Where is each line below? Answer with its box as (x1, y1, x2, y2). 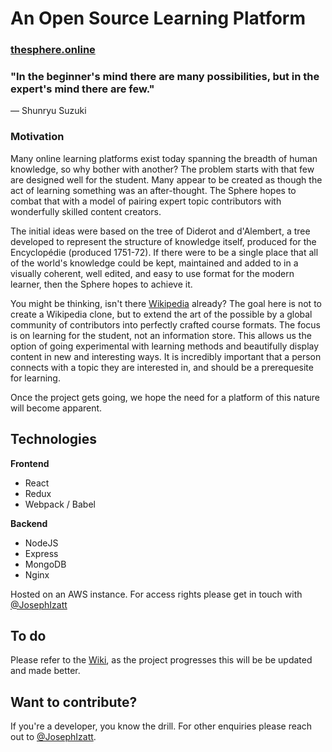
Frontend (10, 457, 50, 469)
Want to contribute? (10, 693, 138, 711)
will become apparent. (10, 402, 103, 414)
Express (24, 547, 59, 559)
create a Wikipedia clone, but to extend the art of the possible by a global (10, 308, 313, 320)
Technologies (10, 431, 98, 448)
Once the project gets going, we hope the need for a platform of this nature (10, 391, 320, 403)
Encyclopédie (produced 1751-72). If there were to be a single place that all (10, 246, 319, 258)
